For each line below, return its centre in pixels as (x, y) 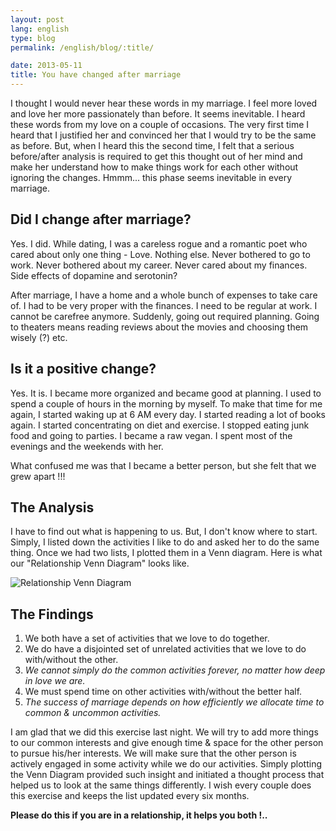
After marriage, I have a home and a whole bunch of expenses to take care (164, 295)
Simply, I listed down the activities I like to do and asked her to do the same (165, 542)
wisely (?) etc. (39, 337)
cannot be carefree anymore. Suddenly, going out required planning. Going (165, 316)
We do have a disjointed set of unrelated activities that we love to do (165, 649)
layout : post (37, 19)
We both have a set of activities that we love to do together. (147, 638)
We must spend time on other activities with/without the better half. (163, 692)
